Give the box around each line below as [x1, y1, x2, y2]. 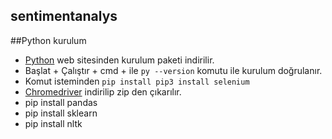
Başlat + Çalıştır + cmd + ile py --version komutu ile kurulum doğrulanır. [24, 64, 323, 76]
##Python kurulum [10, 34, 87, 46]
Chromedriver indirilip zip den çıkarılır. [24, 85, 182, 98]
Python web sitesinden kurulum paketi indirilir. [24, 54, 215, 66]
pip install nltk [24, 117, 83, 129]
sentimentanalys [10, 8, 118, 25]
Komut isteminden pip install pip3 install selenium [24, 75, 250, 87]
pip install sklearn [24, 107, 98, 119]
